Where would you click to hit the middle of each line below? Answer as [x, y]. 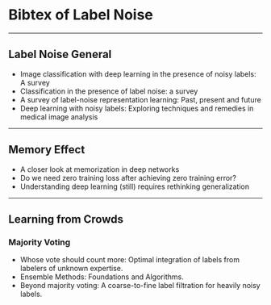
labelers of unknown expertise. [71, 269]
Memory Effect [47, 150]
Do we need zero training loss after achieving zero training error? [128, 178]
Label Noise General [60, 54]
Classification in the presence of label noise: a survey [109, 91]
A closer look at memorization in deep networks [100, 169]
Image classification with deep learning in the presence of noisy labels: [138, 73]
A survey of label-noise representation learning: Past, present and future [141, 99]
